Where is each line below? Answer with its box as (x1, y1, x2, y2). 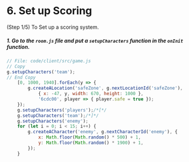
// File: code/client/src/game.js (6, 58, 92, 64)
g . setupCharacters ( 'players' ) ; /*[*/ (17, 107, 107, 113)
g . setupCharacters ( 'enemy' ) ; (17, 118, 89, 124)
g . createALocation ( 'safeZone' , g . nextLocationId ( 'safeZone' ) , (28, 85, 183, 92)
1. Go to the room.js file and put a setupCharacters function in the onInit (6, 37, 184, 44)
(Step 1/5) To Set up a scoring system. (6, 23, 99, 31)
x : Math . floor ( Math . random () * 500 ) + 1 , (38, 134, 141, 140)
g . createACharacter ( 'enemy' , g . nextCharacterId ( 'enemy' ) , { (28, 129, 178, 135)
